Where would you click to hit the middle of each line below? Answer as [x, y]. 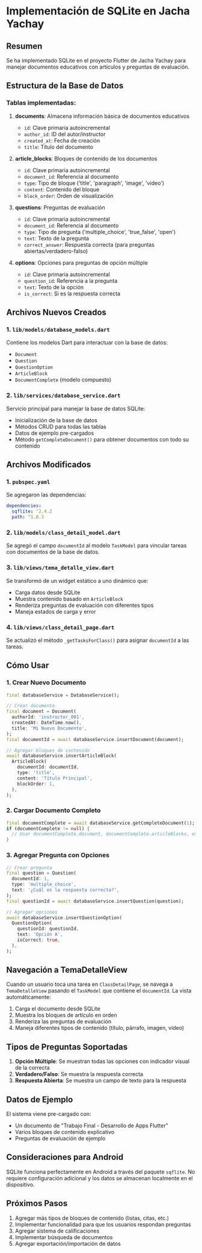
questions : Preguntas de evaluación [60, 207]
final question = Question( [41, 873]
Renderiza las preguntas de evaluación [63, 1021]
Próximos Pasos [37, 1203]
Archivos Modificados [49, 465]
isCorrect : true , [39, 940]
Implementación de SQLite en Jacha [98, 11]
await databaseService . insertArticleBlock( [62, 756]
